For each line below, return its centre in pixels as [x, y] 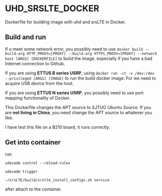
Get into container [33, 142]
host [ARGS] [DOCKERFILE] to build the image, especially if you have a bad [79, 58]
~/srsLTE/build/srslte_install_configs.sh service [57, 180]
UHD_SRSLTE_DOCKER [52, 9]
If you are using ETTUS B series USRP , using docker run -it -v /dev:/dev [80, 73]
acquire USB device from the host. [40, 83]
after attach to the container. [33, 189]
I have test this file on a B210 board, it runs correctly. [58, 127]
